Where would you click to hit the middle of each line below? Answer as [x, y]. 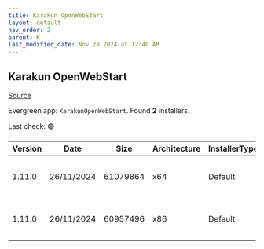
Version [27, 148]
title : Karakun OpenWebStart [56, 15]
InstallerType [233, 148]
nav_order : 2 [29, 30]
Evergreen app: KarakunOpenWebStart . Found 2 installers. [99, 110]
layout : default [35, 23]
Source [20, 95]
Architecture [176, 148]
